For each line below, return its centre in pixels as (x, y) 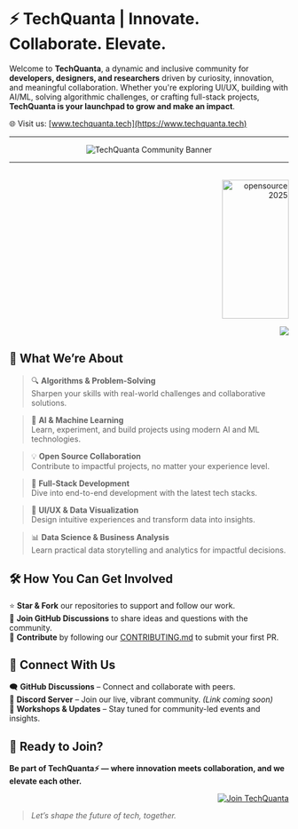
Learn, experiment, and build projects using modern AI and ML (145, 429)
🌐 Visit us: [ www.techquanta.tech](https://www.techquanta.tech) (128, 124)
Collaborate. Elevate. (88, 44)
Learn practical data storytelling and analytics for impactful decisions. (158, 550)
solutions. (49, 403)
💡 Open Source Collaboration (86, 456)
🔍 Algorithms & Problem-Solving (93, 380)
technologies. (56, 439)
